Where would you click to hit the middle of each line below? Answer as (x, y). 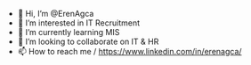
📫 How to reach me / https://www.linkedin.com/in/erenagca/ (130, 51)
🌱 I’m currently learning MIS (69, 32)
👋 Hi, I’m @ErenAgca (56, 14)
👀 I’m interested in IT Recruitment (79, 23)
